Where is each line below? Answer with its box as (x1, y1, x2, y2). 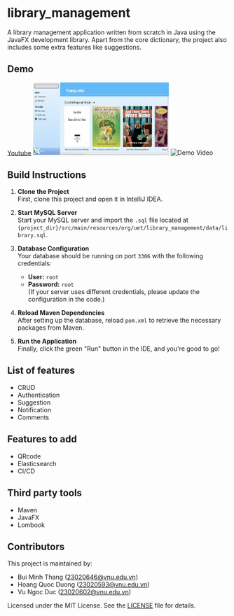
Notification (17, 405, 51, 414)
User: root (27, 273, 59, 281)
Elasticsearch (17, 459, 57, 468)
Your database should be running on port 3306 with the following (17, 252, 203, 260)
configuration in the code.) (27, 295, 105, 304)
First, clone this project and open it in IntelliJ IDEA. (17, 195, 163, 204)
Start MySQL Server (17, 209, 78, 217)
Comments (17, 413, 50, 421)
